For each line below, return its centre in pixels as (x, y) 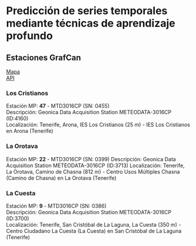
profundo (29, 36)
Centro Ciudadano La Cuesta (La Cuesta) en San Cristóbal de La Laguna (94, 231)
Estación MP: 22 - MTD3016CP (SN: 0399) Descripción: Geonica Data (91, 159)
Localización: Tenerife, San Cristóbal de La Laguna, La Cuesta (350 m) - (94, 224)
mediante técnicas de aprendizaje (91, 23)
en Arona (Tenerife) (30, 131)
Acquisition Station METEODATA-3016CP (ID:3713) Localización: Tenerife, (95, 165)
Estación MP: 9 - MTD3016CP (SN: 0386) (57, 206)
